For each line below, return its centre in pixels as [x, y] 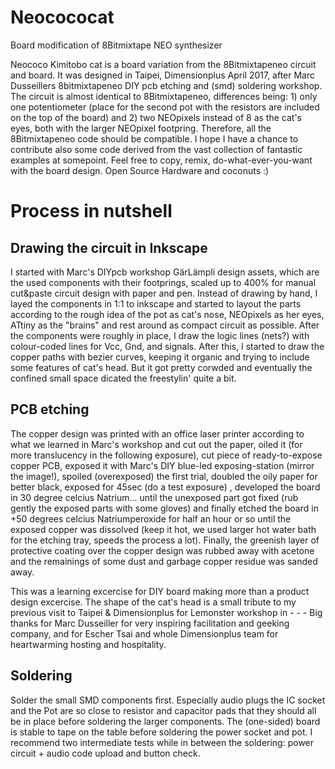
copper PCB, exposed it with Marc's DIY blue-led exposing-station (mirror [162, 465]
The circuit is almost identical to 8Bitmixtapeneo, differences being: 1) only [164, 96]
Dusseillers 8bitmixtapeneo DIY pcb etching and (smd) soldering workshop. [166, 85]
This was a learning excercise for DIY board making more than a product [160, 591]
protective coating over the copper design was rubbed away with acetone [162, 550]
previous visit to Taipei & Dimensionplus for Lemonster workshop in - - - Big [166, 612]
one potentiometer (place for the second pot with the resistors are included [165, 107]
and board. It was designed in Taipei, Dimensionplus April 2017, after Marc [163, 75]
